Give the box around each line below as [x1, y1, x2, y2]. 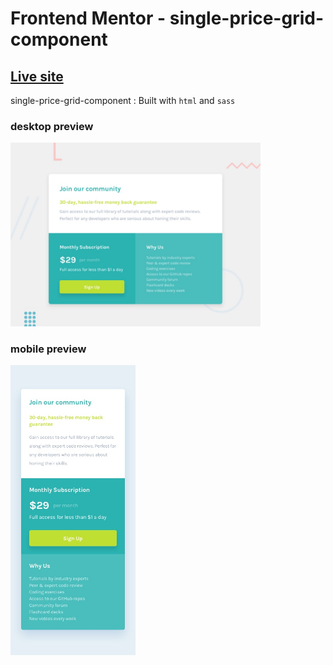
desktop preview [10, 119, 94, 133]
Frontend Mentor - [10, 7, 167, 30]
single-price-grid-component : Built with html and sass [10, 95, 236, 106]
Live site [10, 68, 64, 85]
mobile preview [10, 342, 87, 356]
